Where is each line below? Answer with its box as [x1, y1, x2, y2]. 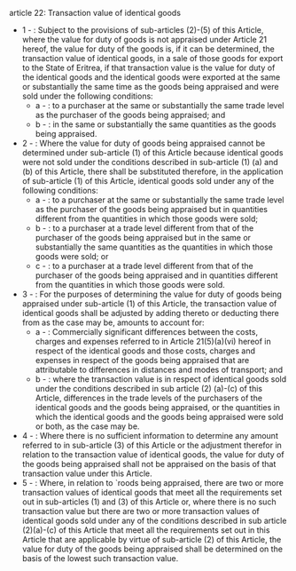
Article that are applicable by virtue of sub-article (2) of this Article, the [21, 535, 282, 544]
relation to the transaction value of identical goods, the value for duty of [21, 449, 285, 460]
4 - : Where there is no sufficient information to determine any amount [21, 431, 279, 440]
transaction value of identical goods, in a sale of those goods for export [21, 53, 284, 63]
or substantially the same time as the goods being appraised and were [21, 82, 279, 91]
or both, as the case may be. [35, 421, 140, 432]
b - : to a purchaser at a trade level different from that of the [35, 223, 254, 234]
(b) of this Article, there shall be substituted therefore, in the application [21, 166, 284, 177]
